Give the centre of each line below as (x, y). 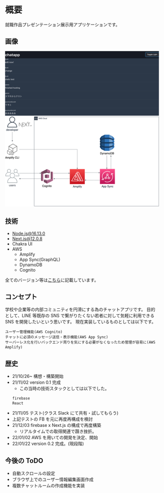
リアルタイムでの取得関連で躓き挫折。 (58, 431)
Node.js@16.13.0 (29, 233)
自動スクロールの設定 (33, 473)
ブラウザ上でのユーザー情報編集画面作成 (53, 479)
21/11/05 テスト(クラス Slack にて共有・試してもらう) (65, 413)
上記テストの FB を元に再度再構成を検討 (52, 419)
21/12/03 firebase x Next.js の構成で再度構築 (57, 425)
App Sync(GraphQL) (40, 259)
